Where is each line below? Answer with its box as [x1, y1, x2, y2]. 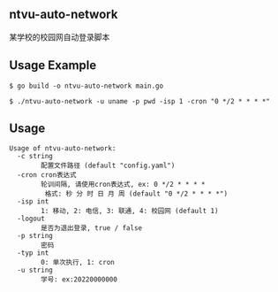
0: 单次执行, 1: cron [41, 258, 115, 267]
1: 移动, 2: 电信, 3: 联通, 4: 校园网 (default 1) [41, 207, 219, 216]
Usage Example [9, 58, 97, 73]
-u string [17, 265, 53, 275]
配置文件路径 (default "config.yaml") [41, 161, 176, 171]
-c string [17, 152, 53, 161]
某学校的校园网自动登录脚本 [9, 31, 110, 42]
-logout [17, 214, 46, 224]
